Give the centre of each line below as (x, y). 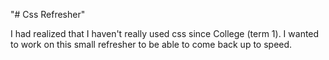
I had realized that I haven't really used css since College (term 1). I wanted (165, 33)
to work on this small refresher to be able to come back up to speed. (151, 44)
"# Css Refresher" (48, 14)
